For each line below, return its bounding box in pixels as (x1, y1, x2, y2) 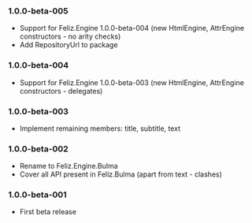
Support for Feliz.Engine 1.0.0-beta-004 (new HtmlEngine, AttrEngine (19, 24, 245, 33)
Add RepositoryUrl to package (19, 40, 118, 50)
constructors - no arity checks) (19, 32, 121, 41)
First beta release (19, 207, 77, 217)
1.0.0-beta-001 (8, 189, 67, 200)
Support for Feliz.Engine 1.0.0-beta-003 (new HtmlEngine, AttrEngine (19, 77, 244, 87)
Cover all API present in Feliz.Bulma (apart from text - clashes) (19, 169, 223, 179)
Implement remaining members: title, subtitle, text (19, 124, 181, 133)
